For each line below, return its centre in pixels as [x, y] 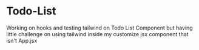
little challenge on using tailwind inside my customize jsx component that [98, 34]
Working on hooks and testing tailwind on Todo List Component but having [99, 28]
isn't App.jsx [22, 40]
